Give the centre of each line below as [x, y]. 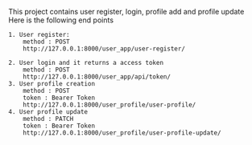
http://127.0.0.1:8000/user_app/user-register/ [104, 49]
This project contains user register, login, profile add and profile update [126, 12]
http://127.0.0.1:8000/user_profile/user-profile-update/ [122, 133]
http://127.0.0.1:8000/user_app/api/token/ [97, 77]
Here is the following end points [61, 20]
